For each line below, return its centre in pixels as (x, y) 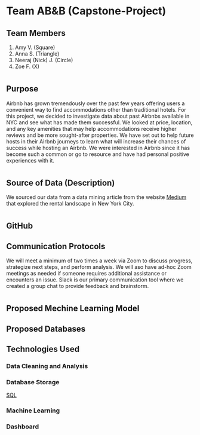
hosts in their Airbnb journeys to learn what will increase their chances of (96, 141)
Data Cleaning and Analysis (47, 366)
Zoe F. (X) (27, 66)
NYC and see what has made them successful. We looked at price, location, (99, 122)
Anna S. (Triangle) (37, 54)
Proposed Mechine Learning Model (73, 309)
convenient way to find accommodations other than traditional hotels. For (96, 109)
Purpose (22, 89)
